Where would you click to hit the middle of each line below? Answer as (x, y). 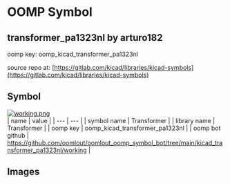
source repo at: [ (31, 67)
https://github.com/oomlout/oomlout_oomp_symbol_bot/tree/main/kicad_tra (115, 142)
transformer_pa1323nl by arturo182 (85, 38)
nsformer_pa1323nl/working (47, 150)
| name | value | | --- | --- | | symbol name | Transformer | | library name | (111, 120)
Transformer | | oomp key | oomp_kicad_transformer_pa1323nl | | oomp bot (114, 128)
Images (23, 172)
